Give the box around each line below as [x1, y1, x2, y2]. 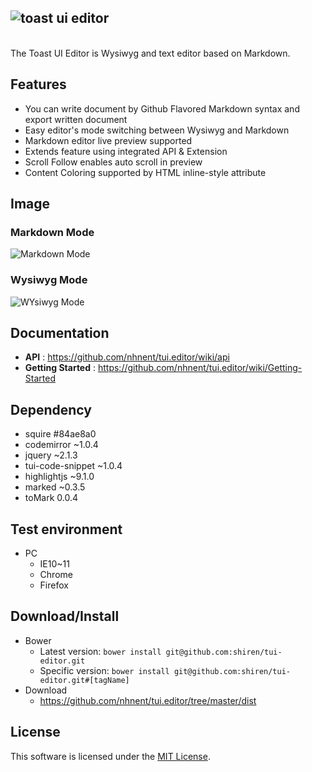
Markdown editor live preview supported [24, 134, 193, 146]
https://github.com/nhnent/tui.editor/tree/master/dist [39, 694, 257, 706]
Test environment [10, 521, 123, 538]
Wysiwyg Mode [10, 273, 88, 287]
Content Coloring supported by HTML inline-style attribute [24, 166, 267, 178]
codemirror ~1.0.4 [24, 439, 99, 451]
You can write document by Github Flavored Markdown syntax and [24, 102, 300, 115]
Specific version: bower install [39, 664, 170, 676]
